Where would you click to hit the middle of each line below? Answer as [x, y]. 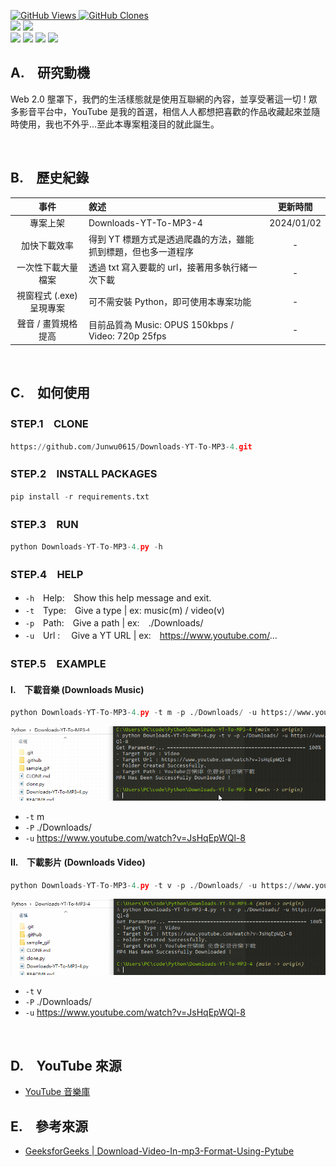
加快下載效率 [47, 245]
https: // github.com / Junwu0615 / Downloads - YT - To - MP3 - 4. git [131, 446]
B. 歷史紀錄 [50, 178]
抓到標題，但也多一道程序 [141, 251]
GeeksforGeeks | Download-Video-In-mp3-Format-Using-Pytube [159, 1151]
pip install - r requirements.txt [80, 496]
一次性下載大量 [47, 267]
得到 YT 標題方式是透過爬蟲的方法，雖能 [171, 239]
